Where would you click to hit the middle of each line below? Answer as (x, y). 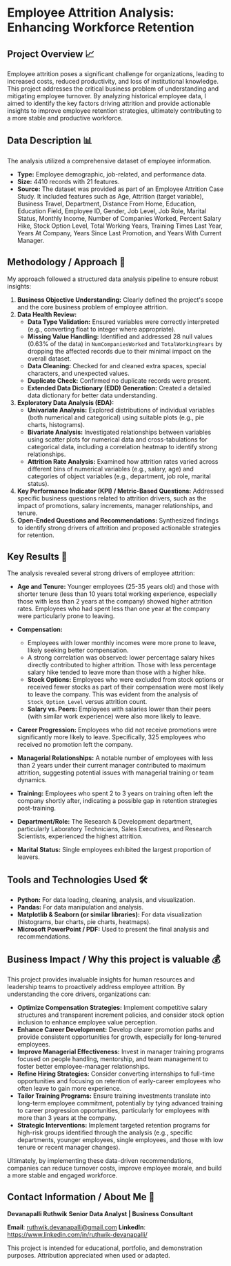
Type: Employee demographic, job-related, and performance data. (112, 174)
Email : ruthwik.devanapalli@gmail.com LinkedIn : (77, 1227)
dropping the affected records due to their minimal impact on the (119, 351)
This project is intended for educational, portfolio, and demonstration (105, 1248)
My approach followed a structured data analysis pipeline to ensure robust (113, 279)
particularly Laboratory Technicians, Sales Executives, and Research (114, 829)
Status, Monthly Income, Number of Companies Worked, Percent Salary (119, 218)
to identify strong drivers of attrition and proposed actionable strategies (119, 527)
